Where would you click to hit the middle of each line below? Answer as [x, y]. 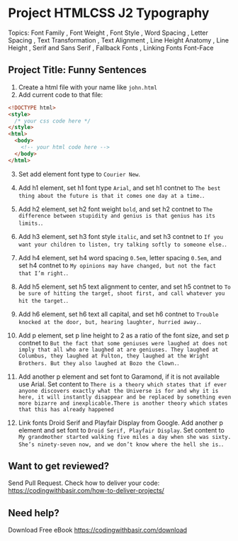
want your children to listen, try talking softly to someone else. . [123, 244]
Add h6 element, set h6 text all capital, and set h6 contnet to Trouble [118, 314]
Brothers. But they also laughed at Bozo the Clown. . [98, 362]
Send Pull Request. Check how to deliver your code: [84, 483]
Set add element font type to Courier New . [79, 174]
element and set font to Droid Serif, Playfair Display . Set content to [121, 430]
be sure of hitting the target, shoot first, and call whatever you [121, 293]
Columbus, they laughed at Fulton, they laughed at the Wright [114, 356]
